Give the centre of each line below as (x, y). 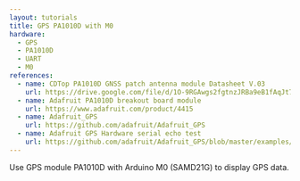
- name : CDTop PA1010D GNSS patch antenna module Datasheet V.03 (142, 84)
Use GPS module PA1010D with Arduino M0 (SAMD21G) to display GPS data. (150, 167)
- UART (29, 59)
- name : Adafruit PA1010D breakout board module (109, 100)
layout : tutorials (43, 17)
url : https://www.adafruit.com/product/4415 (109, 109)
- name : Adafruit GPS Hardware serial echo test (109, 134)
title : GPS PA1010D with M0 (62, 26)
